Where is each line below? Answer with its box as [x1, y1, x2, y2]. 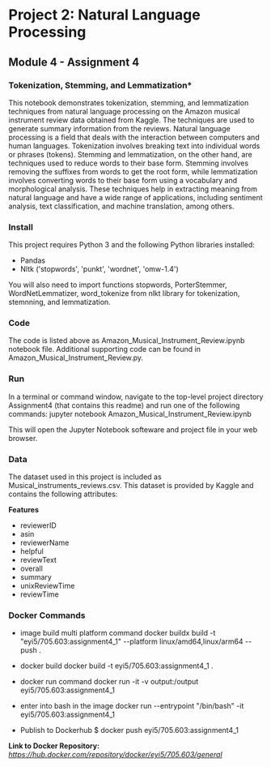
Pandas [19, 255, 46, 265]
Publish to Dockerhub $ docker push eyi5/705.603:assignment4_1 [19, 726, 239, 735]
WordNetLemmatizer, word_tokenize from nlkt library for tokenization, [8, 289, 240, 298]
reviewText [19, 555, 57, 565]
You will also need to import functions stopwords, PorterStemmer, [8, 280, 228, 289]
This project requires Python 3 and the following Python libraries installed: [8, 240, 255, 250]
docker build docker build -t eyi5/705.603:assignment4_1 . [19, 661, 214, 671]
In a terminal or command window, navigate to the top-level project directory [8, 392, 264, 401]
